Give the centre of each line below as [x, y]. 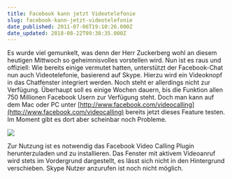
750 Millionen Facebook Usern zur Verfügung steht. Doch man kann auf [111, 98]
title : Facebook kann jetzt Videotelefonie [72, 14]
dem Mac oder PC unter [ [44, 104]
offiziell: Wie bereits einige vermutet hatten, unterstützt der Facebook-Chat [115, 68]
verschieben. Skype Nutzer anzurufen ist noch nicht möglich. [95, 169]
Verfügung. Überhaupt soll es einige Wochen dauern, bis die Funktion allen [115, 90]
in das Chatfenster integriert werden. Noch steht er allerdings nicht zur [109, 83]
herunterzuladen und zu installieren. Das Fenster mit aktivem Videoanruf [111, 153]
